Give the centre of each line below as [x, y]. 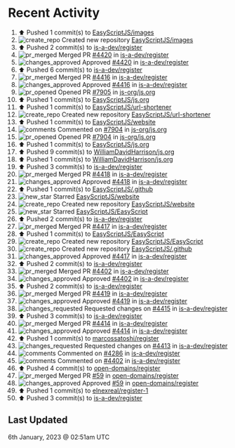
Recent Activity [54, 13]
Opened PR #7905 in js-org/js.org [107, 92]
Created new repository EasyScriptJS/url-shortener [136, 114]
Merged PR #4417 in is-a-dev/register [113, 226]
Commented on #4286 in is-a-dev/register [119, 353]
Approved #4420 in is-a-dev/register [135, 62]
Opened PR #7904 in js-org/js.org [107, 137]
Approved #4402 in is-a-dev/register [135, 278]
